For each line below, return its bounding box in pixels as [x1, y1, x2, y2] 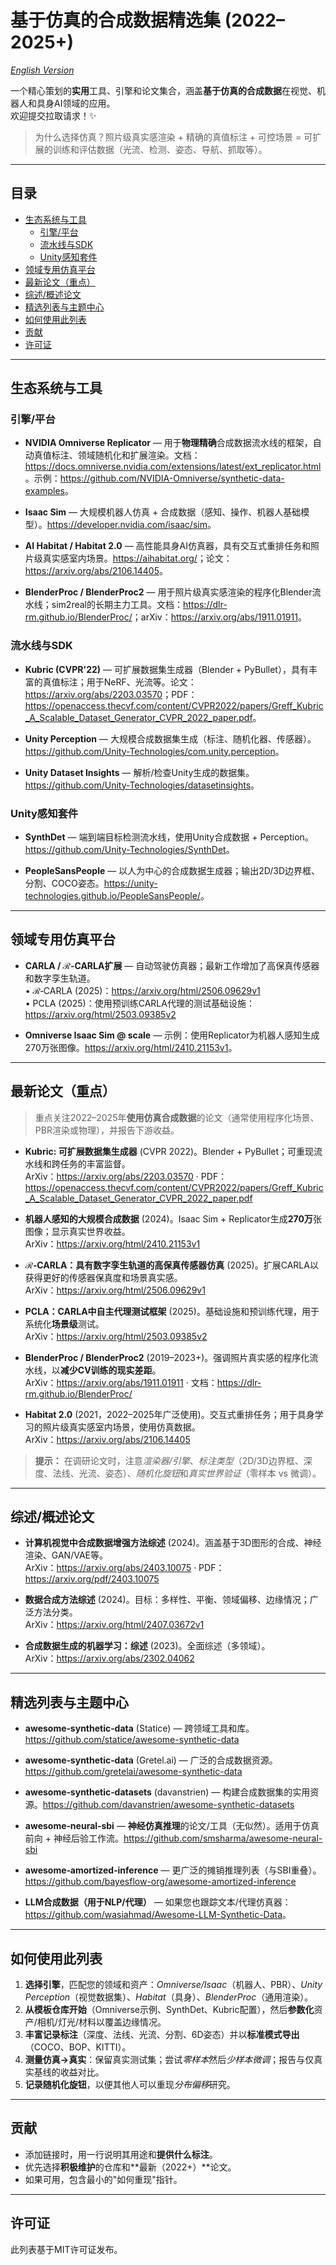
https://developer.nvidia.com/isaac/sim [46, 519, 208, 531]
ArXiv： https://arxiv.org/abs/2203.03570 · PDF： [24, 1170, 228, 1182]
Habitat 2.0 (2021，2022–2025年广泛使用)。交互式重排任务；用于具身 [24, 1408, 315, 1420]
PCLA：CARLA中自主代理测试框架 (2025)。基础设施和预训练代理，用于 [24, 1305, 320, 1317]
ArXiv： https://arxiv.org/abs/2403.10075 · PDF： [24, 1562, 225, 1574]
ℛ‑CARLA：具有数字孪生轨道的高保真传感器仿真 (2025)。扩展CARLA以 [24, 1259, 319, 1271]
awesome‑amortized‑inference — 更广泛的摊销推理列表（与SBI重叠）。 [24, 1864, 322, 1876]
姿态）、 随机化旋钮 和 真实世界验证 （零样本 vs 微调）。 [104, 1467, 322, 1479]
